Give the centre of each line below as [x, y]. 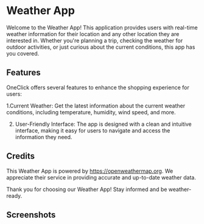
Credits [21, 156]
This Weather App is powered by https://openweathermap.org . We [90, 171]
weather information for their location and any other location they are [93, 34]
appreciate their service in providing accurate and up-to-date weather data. [101, 177]
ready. [14, 195]
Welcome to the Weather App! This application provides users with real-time [102, 27]
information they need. [44, 137]
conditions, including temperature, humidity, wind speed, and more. [91, 112]
